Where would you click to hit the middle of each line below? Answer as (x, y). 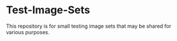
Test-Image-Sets (48, 10)
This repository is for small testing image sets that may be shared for (89, 26)
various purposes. (28, 32)
